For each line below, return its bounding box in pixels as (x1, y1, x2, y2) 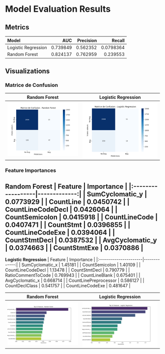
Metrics (5, 23, 29, 31)
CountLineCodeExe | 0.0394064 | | (5, 228, 115, 237)
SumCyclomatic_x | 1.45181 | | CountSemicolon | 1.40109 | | (21, 262, 141, 268)
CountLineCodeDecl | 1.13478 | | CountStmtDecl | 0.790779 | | (5, 267, 130, 273)
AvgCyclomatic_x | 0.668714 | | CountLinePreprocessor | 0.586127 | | (5, 277, 145, 283)
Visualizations (5, 67, 50, 75)
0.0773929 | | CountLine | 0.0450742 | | (5, 197, 130, 206)
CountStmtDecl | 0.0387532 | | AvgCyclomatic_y (5, 236, 157, 244)
